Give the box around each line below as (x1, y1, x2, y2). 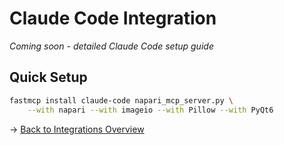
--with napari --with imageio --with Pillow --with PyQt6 (27, 105, 274, 115)
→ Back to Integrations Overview (9, 123, 145, 135)
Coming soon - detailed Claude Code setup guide (9, 40, 214, 52)
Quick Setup (9, 69, 88, 86)
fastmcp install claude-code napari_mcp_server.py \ (9, 95, 234, 106)
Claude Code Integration (9, 7, 217, 30)
